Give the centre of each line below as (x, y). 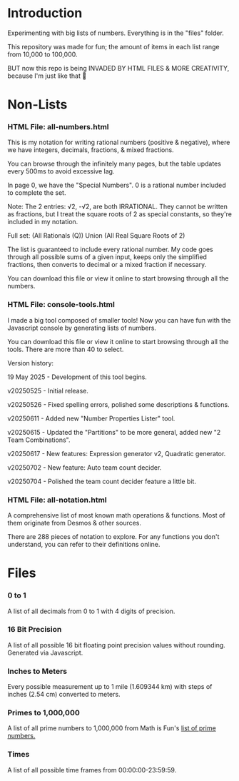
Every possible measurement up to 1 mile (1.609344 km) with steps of (110, 687)
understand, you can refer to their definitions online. (84, 545)
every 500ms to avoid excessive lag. (61, 171)
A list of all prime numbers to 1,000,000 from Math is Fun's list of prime (112, 728)
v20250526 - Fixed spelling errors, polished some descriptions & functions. (118, 404)
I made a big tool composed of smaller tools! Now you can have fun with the (119, 320)
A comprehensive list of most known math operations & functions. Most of (117, 515)
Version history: (31, 363)
